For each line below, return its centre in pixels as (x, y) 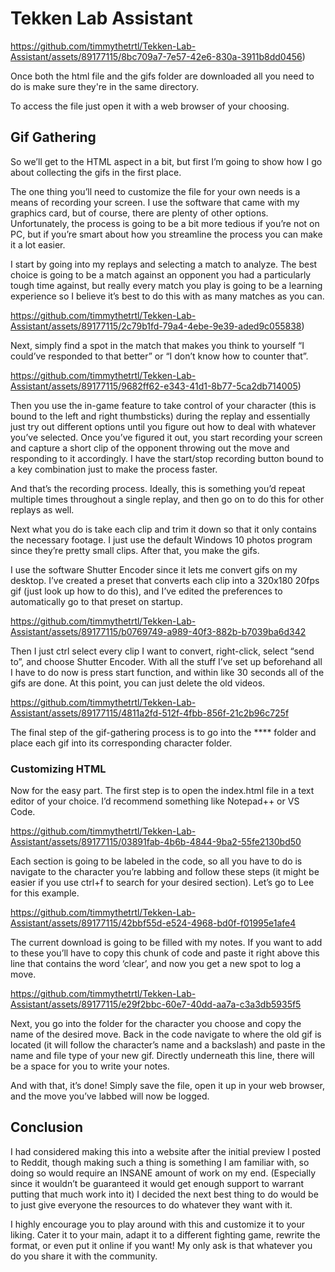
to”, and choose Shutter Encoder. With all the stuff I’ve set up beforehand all (166, 661)
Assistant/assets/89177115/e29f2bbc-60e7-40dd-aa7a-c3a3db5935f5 (156, 1004)
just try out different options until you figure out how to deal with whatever (163, 426)
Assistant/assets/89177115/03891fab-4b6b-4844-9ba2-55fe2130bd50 (156, 842)
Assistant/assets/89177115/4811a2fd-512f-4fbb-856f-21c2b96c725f (150, 713)
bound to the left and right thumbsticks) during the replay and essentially (160, 416)
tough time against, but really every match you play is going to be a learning (166, 285)
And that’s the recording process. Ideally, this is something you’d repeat (158, 488)
